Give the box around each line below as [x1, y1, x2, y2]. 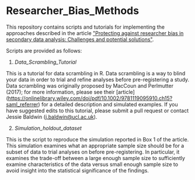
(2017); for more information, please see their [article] [6, 88, 135, 95]
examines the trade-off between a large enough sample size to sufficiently [6, 154, 186, 161]
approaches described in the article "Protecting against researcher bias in [6, 29, 184, 36]
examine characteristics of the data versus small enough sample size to [6, 161, 179, 168]
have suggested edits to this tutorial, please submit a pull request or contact [6, 107, 189, 114]
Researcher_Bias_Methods [6, 4, 139, 18]
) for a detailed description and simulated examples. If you [37, 101, 178, 108]
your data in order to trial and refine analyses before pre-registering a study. [6, 76, 190, 83]
